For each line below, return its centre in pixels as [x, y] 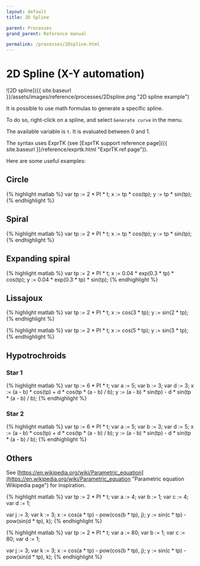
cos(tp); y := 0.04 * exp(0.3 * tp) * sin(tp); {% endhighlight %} [82, 279]
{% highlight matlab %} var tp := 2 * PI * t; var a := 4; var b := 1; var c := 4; [98, 497]
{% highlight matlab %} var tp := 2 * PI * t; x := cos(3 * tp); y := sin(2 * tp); [97, 313]
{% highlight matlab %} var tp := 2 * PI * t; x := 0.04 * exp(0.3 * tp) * [90, 273]
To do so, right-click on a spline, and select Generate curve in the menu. [95, 120]
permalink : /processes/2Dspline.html [53, 44]
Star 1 [14, 373]
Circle [17, 180]
